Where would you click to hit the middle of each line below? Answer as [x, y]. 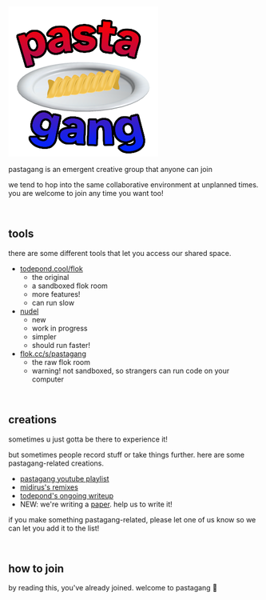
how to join [36, 569]
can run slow [53, 302]
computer [48, 379]
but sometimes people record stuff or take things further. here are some [127, 454]
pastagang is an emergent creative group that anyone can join [111, 169]
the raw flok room [61, 362]
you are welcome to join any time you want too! [86, 193]
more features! [56, 294]
